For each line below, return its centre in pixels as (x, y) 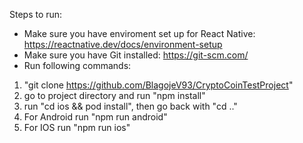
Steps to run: (36, 14)
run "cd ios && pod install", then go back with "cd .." (130, 106)
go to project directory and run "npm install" (114, 95)
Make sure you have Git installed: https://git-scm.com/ (136, 55)
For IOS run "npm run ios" (77, 127)
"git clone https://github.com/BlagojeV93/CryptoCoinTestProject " (158, 85)
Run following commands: (77, 65)
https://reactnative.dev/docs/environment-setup (123, 44)
